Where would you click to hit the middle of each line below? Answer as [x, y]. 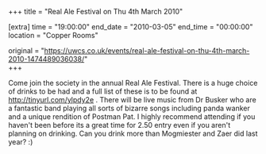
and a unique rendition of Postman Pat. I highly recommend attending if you [132, 117]
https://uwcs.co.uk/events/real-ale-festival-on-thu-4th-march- [147, 50]
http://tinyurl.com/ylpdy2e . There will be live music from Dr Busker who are [132, 100]
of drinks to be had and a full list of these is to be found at [103, 91]
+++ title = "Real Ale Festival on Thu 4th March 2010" [96, 12]
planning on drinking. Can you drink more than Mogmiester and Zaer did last [133, 133]
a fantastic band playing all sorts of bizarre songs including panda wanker [129, 108]
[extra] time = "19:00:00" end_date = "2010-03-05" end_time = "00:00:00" [131, 27]
